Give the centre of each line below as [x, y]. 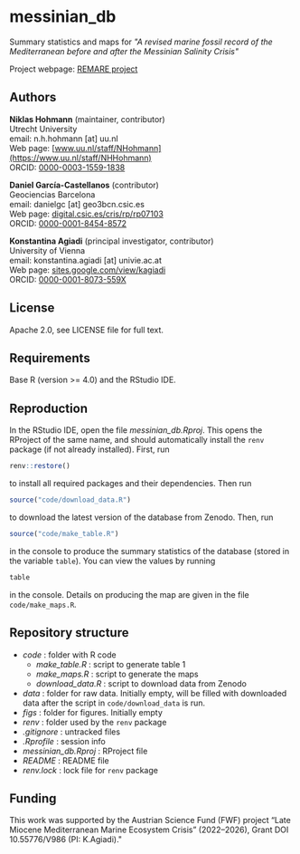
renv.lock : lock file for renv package [90, 770]
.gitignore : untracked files [71, 732]
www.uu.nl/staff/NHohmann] [108, 148]
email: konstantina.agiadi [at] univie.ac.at [86, 260]
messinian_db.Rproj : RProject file [85, 751]
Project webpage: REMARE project [74, 69]
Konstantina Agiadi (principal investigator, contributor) [112, 241]
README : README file [66, 760]
